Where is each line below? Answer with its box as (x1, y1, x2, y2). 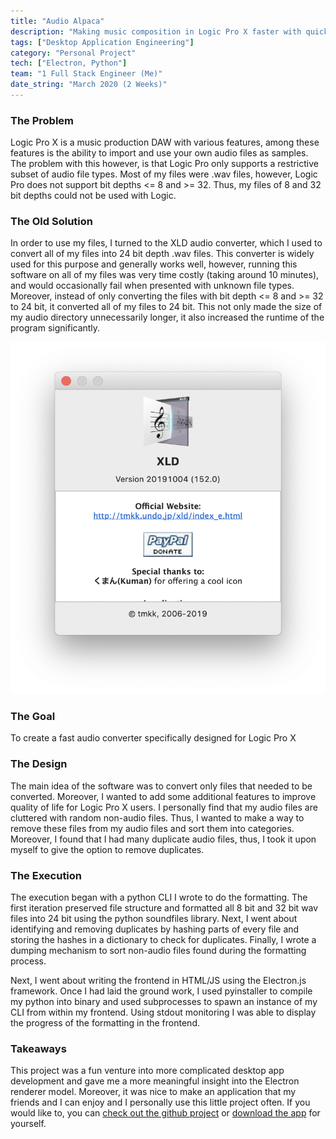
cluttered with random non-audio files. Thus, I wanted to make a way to (10, 811, 305, 824)
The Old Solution (10, 215, 93, 229)
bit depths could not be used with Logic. (10, 190, 177, 202)
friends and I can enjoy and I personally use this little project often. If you (10, 1096, 311, 1109)
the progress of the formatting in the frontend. (10, 1016, 200, 1029)
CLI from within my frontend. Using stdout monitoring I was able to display (10, 1006, 317, 1018)
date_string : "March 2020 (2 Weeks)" (10, 80, 168, 90)
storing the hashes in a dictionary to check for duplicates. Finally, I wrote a (10, 933, 317, 945)
